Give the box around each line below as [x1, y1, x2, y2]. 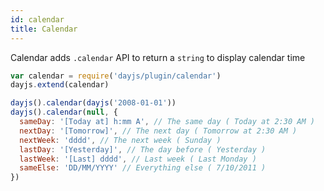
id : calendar [10, 14, 65, 25]
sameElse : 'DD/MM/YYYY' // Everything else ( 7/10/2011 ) [19, 163, 267, 173]
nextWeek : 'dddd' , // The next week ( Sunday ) [19, 135, 222, 145]
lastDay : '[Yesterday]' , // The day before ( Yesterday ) [19, 144, 267, 155]
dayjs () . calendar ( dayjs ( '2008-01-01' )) [10, 98, 177, 108]
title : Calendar [10, 24, 78, 34]
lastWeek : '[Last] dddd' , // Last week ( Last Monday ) [19, 154, 257, 164]
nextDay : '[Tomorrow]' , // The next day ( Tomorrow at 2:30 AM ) [19, 126, 298, 136]
